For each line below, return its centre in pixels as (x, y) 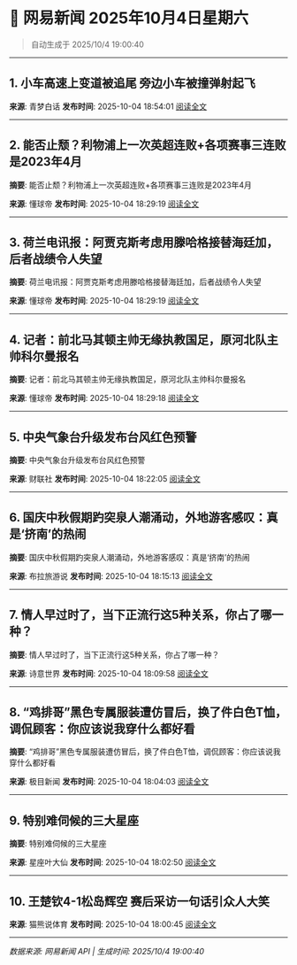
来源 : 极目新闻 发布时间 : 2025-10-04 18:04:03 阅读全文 (109, 782)
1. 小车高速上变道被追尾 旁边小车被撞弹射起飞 (133, 84)
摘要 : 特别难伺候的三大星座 (58, 844)
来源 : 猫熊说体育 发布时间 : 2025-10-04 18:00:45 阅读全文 (113, 924)
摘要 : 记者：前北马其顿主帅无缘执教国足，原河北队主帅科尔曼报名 (127, 379)
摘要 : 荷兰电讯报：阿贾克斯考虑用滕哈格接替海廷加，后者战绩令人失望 (135, 282)
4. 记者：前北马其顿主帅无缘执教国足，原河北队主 (144, 340)
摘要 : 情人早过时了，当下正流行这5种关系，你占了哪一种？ (114, 654)
